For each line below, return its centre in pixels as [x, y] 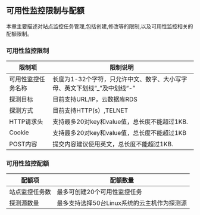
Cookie [19, 133]
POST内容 [23, 144]
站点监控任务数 [30, 192]
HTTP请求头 [26, 122]
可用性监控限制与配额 [45, 11]
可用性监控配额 [28, 164]
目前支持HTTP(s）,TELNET [90, 110]
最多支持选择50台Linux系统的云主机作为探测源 [122, 203]
